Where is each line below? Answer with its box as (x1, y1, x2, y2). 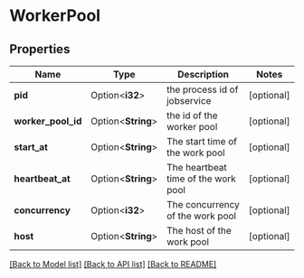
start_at (14, 141, 48, 153)
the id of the (166, 109, 219, 122)
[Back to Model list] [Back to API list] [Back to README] (9, 259, 217, 269)
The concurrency (166, 199, 240, 210)
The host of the (166, 225, 233, 236)
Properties (9, 42, 71, 57)
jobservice (166, 95, 212, 107)
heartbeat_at (14, 172, 71, 185)
